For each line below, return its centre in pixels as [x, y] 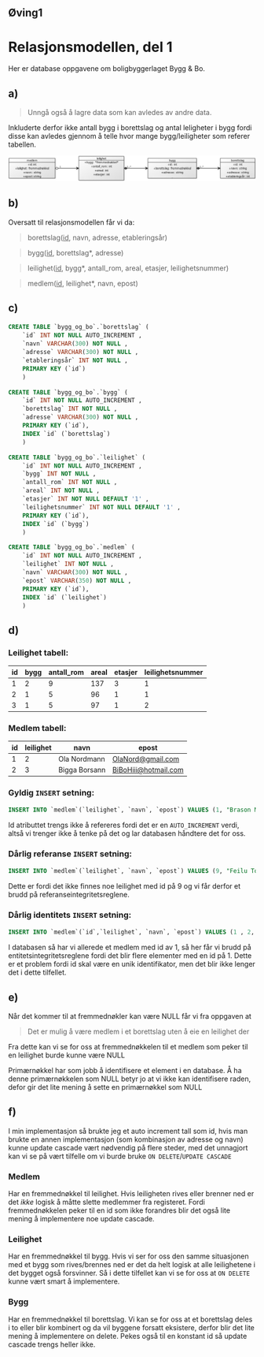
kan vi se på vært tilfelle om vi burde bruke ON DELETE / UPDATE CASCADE [120, 1156]
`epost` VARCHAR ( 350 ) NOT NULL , [77, 580]
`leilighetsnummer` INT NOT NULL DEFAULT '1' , [101, 507]
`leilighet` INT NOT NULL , [68, 564]
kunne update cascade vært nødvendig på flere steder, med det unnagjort [128, 1147]
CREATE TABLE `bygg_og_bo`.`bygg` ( [68, 392]
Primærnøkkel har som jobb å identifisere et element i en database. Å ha [125, 1070]
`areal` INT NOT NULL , [61, 491]
